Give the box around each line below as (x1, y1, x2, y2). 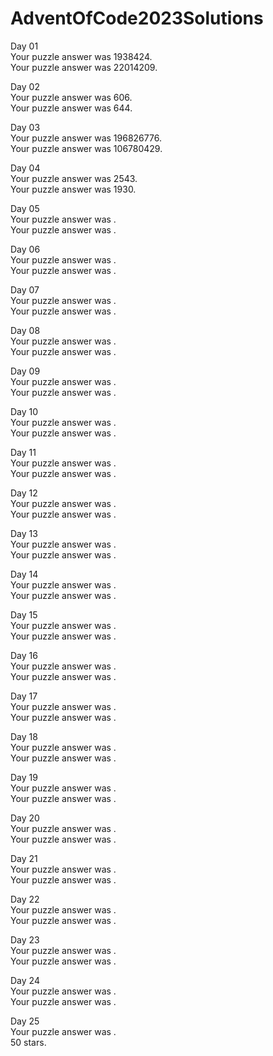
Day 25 (10, 1015, 40, 1027)
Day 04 (10, 162, 41, 174)
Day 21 (10, 852, 38, 864)
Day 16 (10, 649, 38, 661)
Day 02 (10, 80, 40, 92)
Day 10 (10, 405, 39, 417)
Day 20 (10, 812, 40, 824)
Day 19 (10, 771, 38, 783)
